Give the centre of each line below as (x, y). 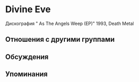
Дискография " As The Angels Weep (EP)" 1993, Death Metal (70, 23)
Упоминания (27, 74)
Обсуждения (27, 57)
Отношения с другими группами (60, 39)
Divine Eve (28, 9)
